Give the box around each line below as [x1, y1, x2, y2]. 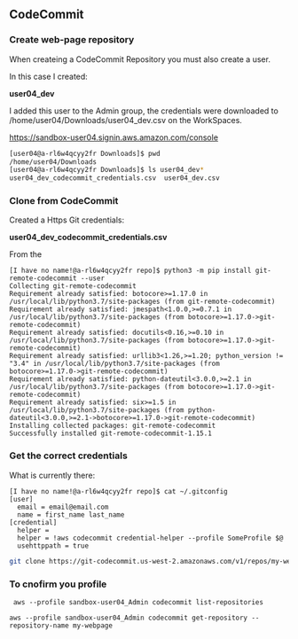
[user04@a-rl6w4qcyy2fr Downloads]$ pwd [9, 149, 161, 158]
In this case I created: [9, 71, 89, 82]
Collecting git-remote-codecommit [9, 282, 137, 291]
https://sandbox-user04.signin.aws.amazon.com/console [9, 132, 219, 143]
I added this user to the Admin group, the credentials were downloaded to [9, 105, 279, 116]
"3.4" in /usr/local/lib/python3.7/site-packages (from [9, 359, 220, 369]
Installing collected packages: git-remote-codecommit [9, 421, 216, 431]
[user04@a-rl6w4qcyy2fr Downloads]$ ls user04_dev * [9, 166, 204, 175]
